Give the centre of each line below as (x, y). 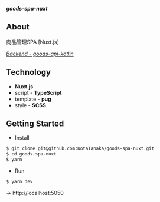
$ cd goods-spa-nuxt (32, 154)
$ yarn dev (19, 182)
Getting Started (35, 124)
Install (22, 138)
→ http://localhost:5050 (35, 193)
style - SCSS (30, 105)
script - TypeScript (38, 92)
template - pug (33, 99)
